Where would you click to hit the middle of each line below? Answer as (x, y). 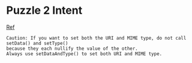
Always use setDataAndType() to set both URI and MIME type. (84, 54)
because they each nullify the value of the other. (72, 49)
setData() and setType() (37, 43)
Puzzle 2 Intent (44, 10)
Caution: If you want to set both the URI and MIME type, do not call (96, 38)
